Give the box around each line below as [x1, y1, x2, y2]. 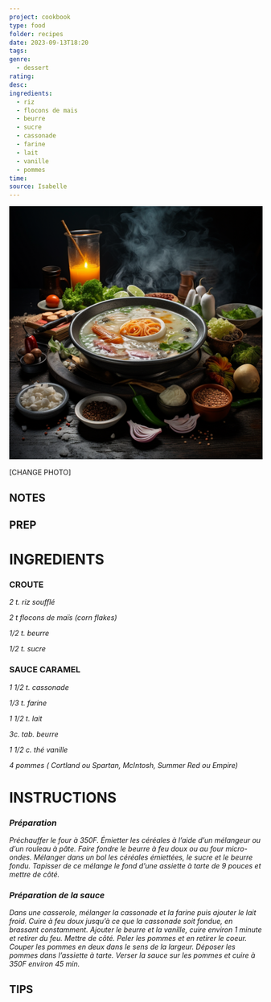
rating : [9, 72, 35, 80]
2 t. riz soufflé [9, 598, 55, 607]
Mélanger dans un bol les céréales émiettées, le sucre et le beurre [33, 852, 253, 862]
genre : [9, 55, 31, 64]
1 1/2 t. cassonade [9, 682, 69, 692]
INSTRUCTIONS [9, 788, 117, 807]
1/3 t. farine [9, 698, 47, 708]
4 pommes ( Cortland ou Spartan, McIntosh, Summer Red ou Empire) [9, 760, 238, 770]
